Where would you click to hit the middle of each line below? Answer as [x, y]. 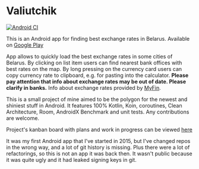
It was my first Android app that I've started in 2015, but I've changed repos [98, 141]
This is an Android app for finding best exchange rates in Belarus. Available [98, 38]
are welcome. [23, 118]
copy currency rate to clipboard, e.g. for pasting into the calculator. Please [97, 75]
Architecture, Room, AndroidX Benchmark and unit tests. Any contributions [98, 112]
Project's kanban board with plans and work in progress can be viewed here [99, 129]
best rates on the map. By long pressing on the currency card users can [94, 69]
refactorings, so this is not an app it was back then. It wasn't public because [99, 153]
